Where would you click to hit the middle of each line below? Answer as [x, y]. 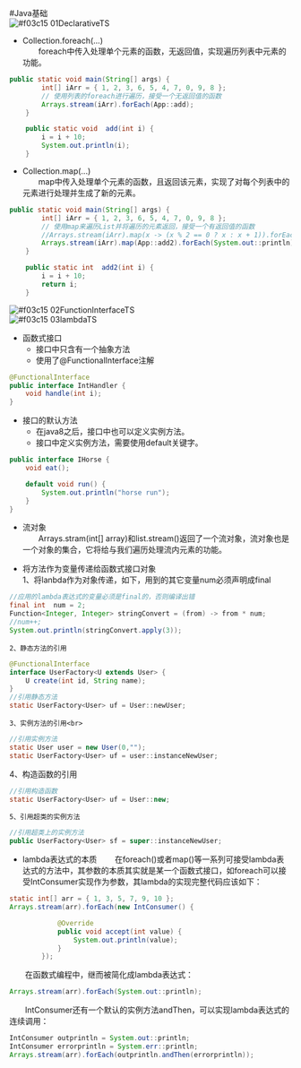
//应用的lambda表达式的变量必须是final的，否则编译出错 [102, 597]
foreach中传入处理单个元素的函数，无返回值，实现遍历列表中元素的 [162, 51]
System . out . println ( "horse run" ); [106, 492]
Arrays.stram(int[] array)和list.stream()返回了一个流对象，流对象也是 [163, 538]
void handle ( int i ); [64, 394]
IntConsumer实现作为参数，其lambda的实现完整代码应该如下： [146, 882]
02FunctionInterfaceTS [93, 310]
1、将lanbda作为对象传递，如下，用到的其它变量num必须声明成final [146, 580]
